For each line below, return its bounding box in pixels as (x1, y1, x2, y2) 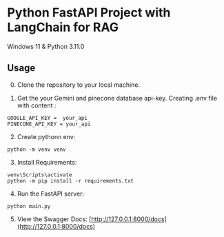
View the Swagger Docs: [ (17, 215, 92, 223)
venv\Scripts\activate (7, 171, 72, 178)
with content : (17, 101, 57, 110)
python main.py (7, 203, 51, 209)
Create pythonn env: (17, 132, 76, 141)
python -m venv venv (7, 146, 67, 153)
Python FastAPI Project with (7, 5, 171, 21)
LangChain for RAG (7, 19, 119, 35)
